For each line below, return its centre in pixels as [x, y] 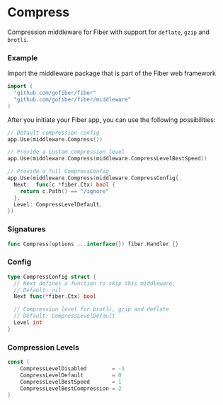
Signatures [27, 229]
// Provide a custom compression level [66, 152]
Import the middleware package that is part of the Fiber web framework [112, 73]
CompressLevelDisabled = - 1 [73, 369]
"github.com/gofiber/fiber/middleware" [73, 99]
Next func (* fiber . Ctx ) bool [55, 296]
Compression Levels [43, 347]
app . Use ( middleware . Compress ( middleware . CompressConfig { [93, 178]
